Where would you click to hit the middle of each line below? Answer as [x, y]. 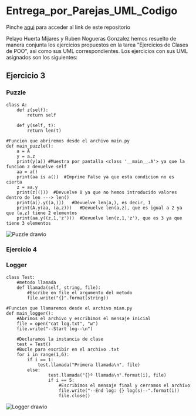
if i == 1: [40, 360]
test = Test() [34, 344]
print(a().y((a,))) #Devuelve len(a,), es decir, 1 [84, 202]
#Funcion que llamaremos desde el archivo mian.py [69, 308]
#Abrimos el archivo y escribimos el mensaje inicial [84, 318]
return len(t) [44, 131]
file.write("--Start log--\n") [55, 329]
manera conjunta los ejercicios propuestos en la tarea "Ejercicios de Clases [97, 45]
